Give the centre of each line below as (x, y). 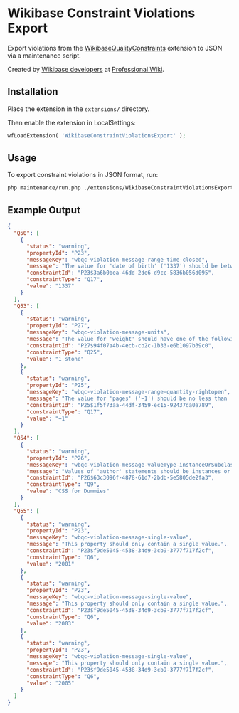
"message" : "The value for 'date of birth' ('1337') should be (122, 266)
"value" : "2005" (50, 683)
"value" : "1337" (50, 286)
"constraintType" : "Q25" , (64, 352)
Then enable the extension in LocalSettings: (72, 122)
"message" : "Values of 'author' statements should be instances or (128, 471)
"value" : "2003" (50, 623)
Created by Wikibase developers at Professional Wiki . (86, 69)
